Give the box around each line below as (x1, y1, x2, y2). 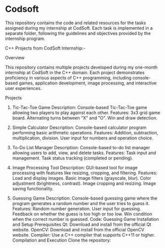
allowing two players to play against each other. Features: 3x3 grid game (12, 110, 161, 116)
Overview (5, 54, 25, 60)
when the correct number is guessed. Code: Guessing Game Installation (12, 216, 159, 222)
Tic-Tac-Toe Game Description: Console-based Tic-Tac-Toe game (12, 104, 147, 110)
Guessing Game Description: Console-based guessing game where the (12, 195, 158, 201)
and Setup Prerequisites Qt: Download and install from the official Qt (12, 221, 152, 227)
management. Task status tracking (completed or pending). (12, 155, 133, 161)
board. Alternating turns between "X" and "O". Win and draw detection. (12, 115, 158, 121)
